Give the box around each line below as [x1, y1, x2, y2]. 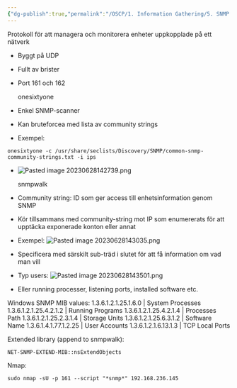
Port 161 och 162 [17, 79, 66, 87]
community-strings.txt [7, 153, 74, 160]
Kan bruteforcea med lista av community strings [17, 120, 158, 128]
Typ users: [17, 271, 49, 279]
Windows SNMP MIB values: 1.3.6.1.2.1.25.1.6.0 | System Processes [7, 299, 202, 307]
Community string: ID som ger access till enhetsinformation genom [17, 193, 213, 202]
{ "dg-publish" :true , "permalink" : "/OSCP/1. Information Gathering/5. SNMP [7, 10, 230, 18]
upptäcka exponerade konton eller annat [17, 222, 137, 231]
